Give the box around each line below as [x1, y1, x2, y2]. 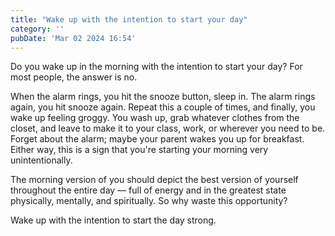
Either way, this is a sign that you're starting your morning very [10, 144, 269, 156]
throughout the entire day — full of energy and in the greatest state [10, 184, 287, 196]
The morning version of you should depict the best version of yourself [10, 174, 299, 186]
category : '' [10, 24, 65, 34]
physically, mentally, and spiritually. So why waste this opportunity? [10, 195, 288, 207]
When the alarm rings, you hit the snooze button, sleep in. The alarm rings [10, 91, 316, 103]
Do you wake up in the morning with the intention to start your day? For [10, 61, 303, 73]
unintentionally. [10, 154, 73, 166]
